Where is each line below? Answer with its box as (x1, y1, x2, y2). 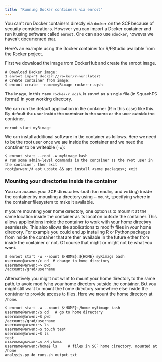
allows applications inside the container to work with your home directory (5, 219, 152, 225)
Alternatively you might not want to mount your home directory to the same (5, 275, 155, 281)
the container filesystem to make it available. (5, 199, 95, 205)
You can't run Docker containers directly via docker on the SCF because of (5, 20, 154, 26)
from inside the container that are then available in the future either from (5, 234, 149, 240)
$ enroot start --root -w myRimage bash (5, 153, 88, 158)
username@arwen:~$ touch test (5, 327, 66, 332)
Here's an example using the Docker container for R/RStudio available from (5, 45, 155, 51)
